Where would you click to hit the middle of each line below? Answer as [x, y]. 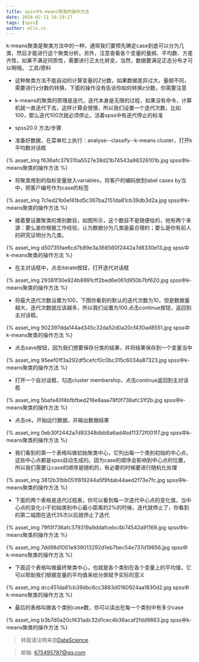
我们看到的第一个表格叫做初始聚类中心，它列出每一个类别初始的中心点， [103, 453]
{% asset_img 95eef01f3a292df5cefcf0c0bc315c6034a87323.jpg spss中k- [98, 360]
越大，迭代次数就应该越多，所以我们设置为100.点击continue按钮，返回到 [103, 308]
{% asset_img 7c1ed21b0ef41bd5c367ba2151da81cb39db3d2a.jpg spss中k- [98, 200]
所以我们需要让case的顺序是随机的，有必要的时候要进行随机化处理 [96, 468]
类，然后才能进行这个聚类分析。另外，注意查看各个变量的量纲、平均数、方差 [99, 53]
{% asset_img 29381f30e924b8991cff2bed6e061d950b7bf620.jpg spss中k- [99, 280]
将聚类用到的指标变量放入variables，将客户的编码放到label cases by [98, 181]
